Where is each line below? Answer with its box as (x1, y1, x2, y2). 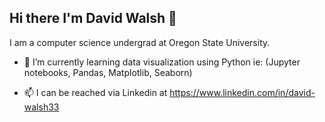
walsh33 (23, 101, 60, 113)
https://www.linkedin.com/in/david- (169, 86, 316, 98)
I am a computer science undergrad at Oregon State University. (9, 36, 271, 48)
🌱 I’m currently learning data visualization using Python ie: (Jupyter (23, 56, 301, 68)
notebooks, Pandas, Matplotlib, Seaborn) (23, 66, 193, 78)
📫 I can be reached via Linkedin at (23, 86, 168, 98)
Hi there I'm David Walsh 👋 (9, 10, 177, 27)
